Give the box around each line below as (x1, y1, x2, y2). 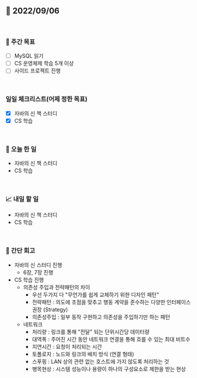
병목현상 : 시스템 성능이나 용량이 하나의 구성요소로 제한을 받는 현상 (32, 365, 186, 372)
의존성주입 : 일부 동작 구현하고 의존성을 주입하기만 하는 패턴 (32, 313, 170, 320)
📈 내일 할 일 (5, 194, 39, 203)
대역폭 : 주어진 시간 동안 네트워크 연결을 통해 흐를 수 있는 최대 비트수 (32, 335, 191, 342)
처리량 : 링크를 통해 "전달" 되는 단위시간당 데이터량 (32, 328, 150, 335)
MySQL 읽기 (14, 52, 44, 59)
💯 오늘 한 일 (5, 145, 37, 153)
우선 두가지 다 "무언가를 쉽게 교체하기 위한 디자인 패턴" (32, 291, 160, 298)
